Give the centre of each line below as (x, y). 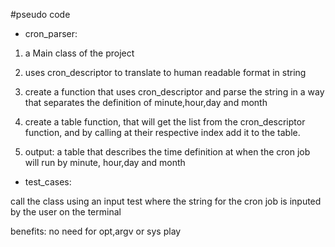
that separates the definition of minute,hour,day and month (146, 102)
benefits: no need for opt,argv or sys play (96, 231)
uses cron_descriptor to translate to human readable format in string (165, 72)
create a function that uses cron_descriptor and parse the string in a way (174, 92)
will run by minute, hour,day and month (105, 162)
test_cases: (48, 182)
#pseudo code (40, 14)
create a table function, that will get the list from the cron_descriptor (165, 122)
